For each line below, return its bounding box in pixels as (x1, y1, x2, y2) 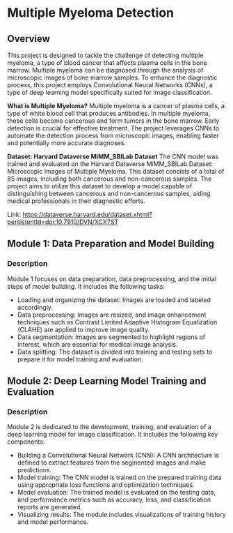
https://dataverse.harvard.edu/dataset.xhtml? (22, 211, 153, 218)
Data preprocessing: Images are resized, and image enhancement (17, 310, 207, 319)
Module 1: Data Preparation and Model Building (7, 238, 214, 250)
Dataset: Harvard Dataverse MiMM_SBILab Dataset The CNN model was (7, 152, 219, 160)
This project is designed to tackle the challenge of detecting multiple (7, 51, 204, 59)
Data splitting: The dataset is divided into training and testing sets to (17, 347, 213, 356)
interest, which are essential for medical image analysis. (17, 340, 178, 348)
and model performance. (17, 518, 89, 526)
